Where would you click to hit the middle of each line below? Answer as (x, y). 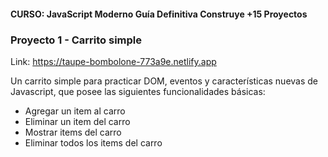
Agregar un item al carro (75, 111)
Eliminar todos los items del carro (93, 142)
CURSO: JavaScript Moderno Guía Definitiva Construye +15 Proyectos (159, 14)
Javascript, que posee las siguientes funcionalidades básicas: (138, 91)
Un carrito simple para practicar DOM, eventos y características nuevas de (164, 81)
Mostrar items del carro (73, 132)
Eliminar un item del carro (77, 121)
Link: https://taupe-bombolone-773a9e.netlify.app (113, 61)
